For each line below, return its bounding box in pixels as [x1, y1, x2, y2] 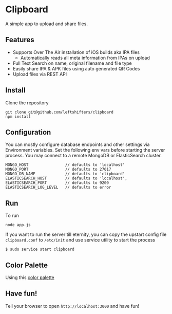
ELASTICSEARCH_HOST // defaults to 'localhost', [5, 176, 127, 181]
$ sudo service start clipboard [5, 247, 74, 252]
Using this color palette [5, 274, 55, 281]
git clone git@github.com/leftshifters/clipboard [5, 109, 114, 115]
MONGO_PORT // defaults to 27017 [5, 167, 111, 172]
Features [5, 35, 34, 44]
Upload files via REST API [12, 71, 67, 77]
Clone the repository [5, 99, 49, 106]
